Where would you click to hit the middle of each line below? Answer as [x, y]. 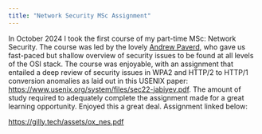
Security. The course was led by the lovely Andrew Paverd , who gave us [127, 47]
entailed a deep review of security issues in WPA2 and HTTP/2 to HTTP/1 [128, 72]
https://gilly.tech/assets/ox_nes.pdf [66, 121]
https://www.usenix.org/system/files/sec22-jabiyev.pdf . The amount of [125, 89]
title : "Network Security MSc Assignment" [80, 16]
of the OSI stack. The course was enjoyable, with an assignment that [121, 64]
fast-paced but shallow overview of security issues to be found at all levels [131, 55]
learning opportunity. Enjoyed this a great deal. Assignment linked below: [128, 106]
